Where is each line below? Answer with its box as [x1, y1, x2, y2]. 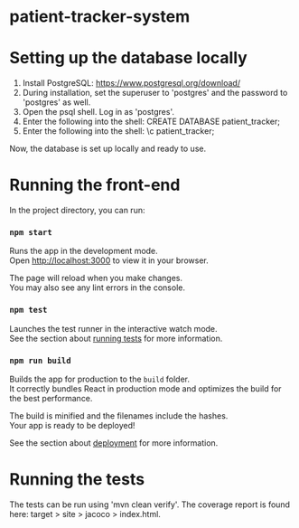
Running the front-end [9, 174, 181, 195]
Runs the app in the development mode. [9, 246, 158, 257]
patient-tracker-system [9, 6, 191, 27]
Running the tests [9, 469, 145, 490]
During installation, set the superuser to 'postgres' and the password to [22, 88, 288, 99]
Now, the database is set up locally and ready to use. [9, 143, 206, 155]
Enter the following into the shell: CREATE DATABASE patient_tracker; [22, 116, 280, 127]
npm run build [9, 355, 71, 365]
